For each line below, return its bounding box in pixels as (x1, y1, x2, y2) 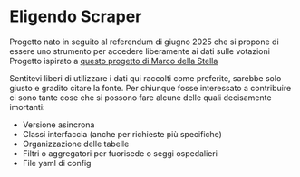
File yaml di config (22, 157, 92, 168)
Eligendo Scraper (9, 6, 142, 27)
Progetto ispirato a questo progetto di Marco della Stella (9, 55, 218, 66)
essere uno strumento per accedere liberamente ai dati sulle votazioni (9, 45, 270, 56)
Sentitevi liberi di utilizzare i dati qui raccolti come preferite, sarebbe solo (9, 72, 282, 83)
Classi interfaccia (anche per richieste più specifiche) (22, 128, 222, 139)
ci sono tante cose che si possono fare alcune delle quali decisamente (9, 92, 272, 103)
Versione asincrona (22, 119, 95, 130)
